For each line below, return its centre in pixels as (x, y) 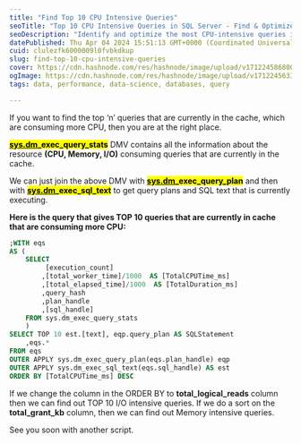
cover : (21, 68)
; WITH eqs (28, 243)
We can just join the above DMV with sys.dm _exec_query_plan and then (144, 181)
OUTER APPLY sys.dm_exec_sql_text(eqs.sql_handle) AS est (120, 368)
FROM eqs (26, 351)
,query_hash (64, 293)
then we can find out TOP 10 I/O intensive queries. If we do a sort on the (142, 403)
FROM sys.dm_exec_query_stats (82, 318)
